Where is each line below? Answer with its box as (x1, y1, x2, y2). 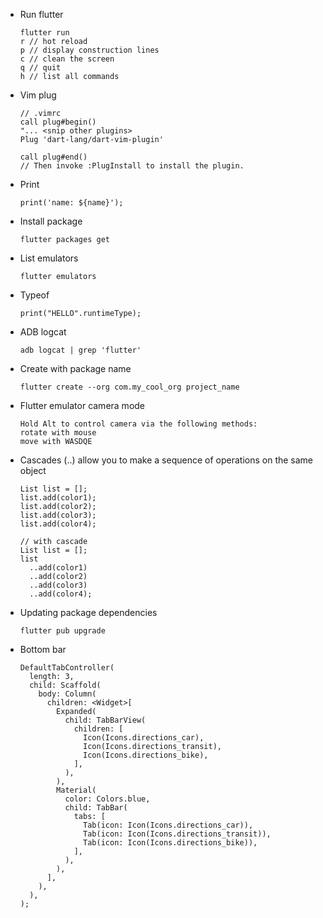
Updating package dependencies (19, 607, 158, 618)
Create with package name (19, 363, 132, 374)
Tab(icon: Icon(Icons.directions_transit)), (83, 829, 272, 839)
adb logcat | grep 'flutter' (19, 345, 142, 355)
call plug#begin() (19, 117, 97, 127)
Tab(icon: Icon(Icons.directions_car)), (83, 820, 254, 830)
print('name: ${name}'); (19, 198, 124, 208)
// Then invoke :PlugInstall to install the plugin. (19, 161, 245, 171)
